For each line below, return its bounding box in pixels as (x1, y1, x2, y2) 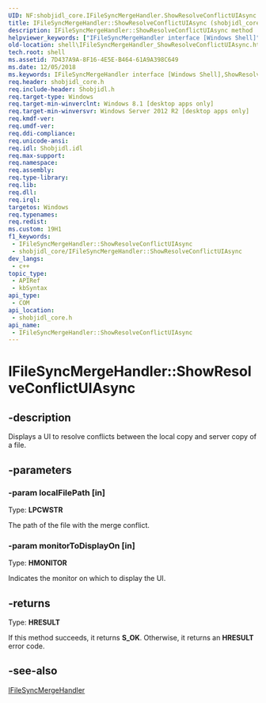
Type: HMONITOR (8, 558, 67, 567)
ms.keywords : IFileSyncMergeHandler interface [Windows (8, 71, 196, 78)
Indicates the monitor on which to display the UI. (8, 574, 166, 583)
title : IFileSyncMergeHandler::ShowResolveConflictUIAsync (8, 19, 207, 27)
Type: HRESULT (8, 617, 61, 627)
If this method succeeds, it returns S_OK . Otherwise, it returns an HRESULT (8, 633, 254, 643)
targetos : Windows (8, 203, 69, 211)
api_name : (8, 321, 41, 329)
